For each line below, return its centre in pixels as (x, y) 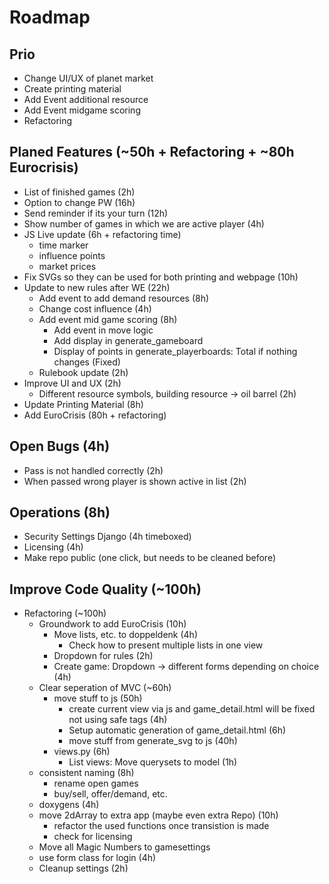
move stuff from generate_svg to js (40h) (153, 741)
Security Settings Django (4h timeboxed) (107, 537)
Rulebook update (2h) (83, 372)
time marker (63, 245)
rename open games (96, 783)
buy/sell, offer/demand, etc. (110, 794)
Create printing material (72, 89)
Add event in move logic (103, 330)
